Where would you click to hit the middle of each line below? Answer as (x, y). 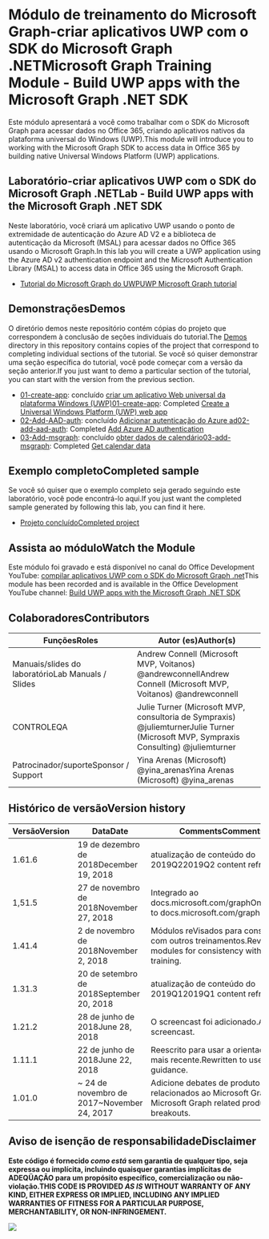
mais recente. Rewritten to (199, 1060)
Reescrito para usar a (191, 1049)
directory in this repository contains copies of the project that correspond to (134, 345)
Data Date (110, 831)
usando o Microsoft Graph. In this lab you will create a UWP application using (134, 251)
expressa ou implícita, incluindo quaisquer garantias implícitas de (120, 1169)
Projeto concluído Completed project (80, 523)
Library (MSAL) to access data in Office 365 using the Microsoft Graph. (126, 268)
